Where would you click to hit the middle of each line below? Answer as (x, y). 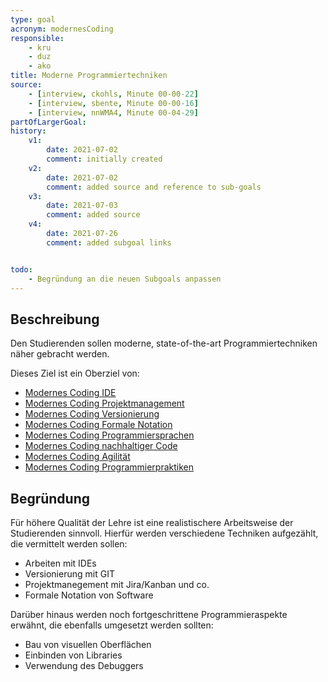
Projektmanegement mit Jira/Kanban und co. (117, 584)
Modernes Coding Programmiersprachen (109, 435)
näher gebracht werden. (60, 354)
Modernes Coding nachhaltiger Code (101, 446)
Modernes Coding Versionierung (92, 414)
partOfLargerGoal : (48, 122)
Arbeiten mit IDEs (60, 563)
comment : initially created (104, 159)
